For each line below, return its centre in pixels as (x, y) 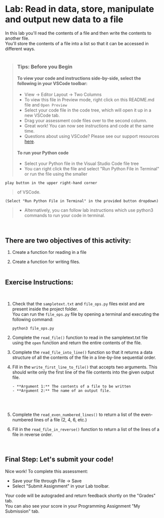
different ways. (20, 49)
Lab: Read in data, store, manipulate (80, 9)
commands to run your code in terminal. (65, 216)
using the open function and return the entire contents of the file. (77, 343)
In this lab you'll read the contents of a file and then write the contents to (78, 33)
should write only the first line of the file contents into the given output (83, 372)
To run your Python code (43, 153)
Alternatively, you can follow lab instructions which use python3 (89, 210)
